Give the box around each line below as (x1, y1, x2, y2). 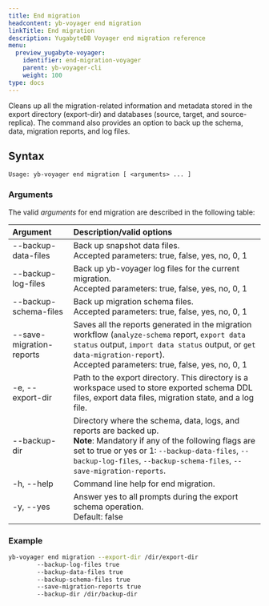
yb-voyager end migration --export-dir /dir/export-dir (8, 553, 199, 561)
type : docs (8, 78, 45, 86)
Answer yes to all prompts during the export (73, 491, 239, 502)
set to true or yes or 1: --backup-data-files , (73, 445, 239, 456)
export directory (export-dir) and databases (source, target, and (8, 109, 219, 118)
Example (8, 535, 43, 546)
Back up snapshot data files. (73, 239, 180, 251)
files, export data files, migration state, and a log (73, 391, 255, 403)
